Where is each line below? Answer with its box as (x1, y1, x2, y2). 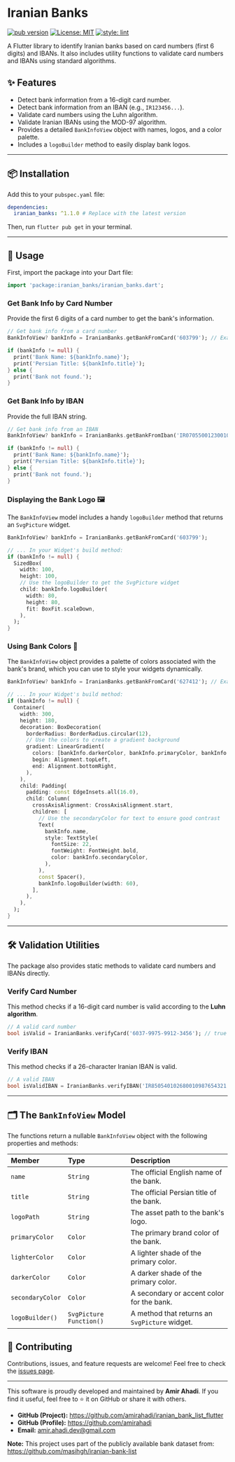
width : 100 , (20, 566, 55, 573)
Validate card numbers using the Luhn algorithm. (17, 110, 158, 118)
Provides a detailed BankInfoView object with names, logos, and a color (17, 125, 222, 134)
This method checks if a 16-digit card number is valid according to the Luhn (7, 1002, 226, 1011)
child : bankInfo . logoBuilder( (20, 586, 108, 593)
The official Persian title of (130, 1187, 217, 1197)
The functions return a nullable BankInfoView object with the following (7, 1131, 208, 1140)
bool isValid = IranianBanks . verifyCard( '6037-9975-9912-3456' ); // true (7, 1030, 227, 1037)
